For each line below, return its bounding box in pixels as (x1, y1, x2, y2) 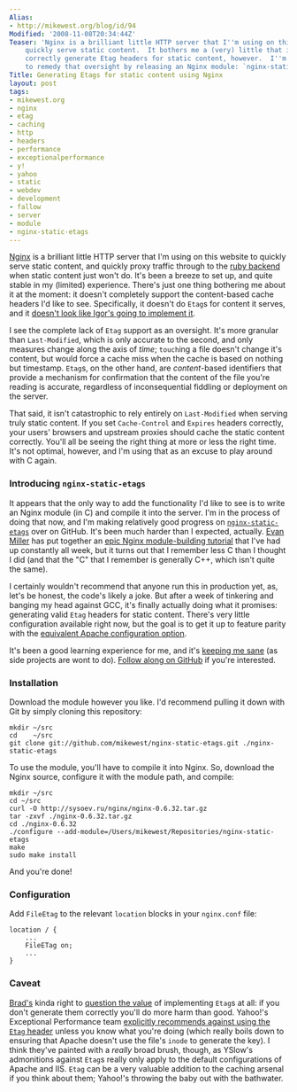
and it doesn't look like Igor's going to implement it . (9, 308, 196, 319)
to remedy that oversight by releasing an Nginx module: (25, 63, 240, 72)
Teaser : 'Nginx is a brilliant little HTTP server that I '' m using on (9, 37, 275, 47)
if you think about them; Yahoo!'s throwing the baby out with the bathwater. (9, 1072, 284, 1083)
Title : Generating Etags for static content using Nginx (9, 71, 224, 80)
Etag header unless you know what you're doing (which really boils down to (9, 1026, 285, 1036)
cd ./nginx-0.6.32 (9, 819, 77, 829)
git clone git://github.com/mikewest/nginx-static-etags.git (9, 738, 240, 747)
